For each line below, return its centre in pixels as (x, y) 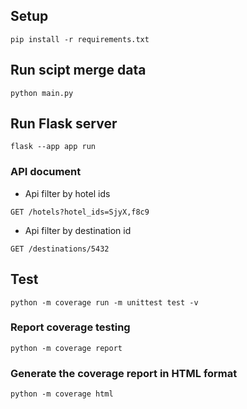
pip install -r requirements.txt (80, 39)
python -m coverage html (62, 394)
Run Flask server (64, 124)
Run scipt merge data (78, 70)
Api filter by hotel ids (67, 193)
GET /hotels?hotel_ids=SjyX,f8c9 (80, 212)
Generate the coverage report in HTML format (124, 373)
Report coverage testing (70, 327)
